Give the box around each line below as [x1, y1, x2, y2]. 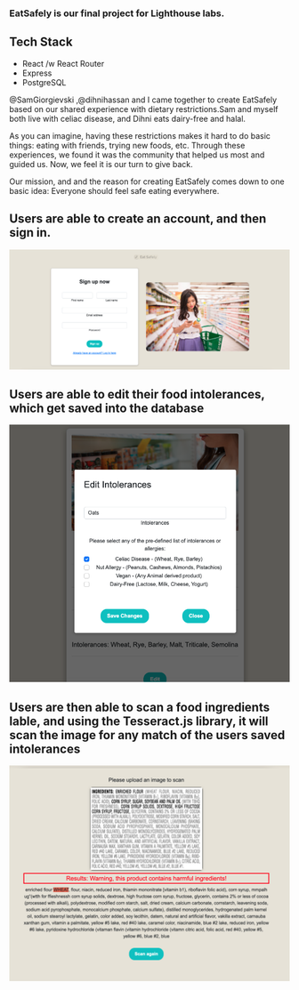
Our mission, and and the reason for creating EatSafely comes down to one [9, 176, 285, 187]
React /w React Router [21, 58, 105, 68]
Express [21, 68, 53, 78]
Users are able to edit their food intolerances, [9, 387, 265, 402]
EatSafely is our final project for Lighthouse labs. [9, 7, 225, 20]
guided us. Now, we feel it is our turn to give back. [9, 158, 193, 169]
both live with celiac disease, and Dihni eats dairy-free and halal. [9, 113, 246, 124]
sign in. [9, 225, 52, 240]
